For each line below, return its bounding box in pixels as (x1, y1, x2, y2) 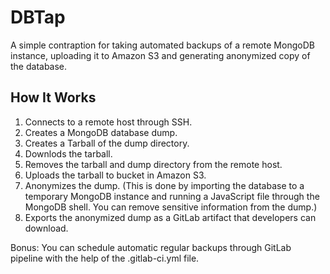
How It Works (10, 89, 97, 106)
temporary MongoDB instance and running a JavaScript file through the (24, 190, 320, 202)
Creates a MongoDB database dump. (24, 126, 178, 138)
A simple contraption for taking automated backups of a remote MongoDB (10, 39, 315, 51)
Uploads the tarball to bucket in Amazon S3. (24, 169, 207, 181)
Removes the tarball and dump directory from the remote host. (24, 158, 283, 170)
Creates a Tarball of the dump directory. (24, 137, 190, 149)
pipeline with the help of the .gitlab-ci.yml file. (10, 252, 200, 264)
